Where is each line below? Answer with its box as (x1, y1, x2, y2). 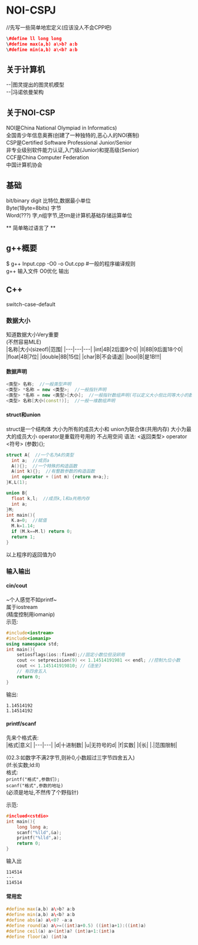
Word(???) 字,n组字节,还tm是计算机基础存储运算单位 (6, 212, 133, 219)
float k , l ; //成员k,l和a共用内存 (11, 496, 90, 501)
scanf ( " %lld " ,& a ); (16, 829, 62, 836)
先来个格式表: (6, 734, 39, 741)
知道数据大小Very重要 (6, 331, 59, 338)
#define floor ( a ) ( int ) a (6, 934, 67, 940)
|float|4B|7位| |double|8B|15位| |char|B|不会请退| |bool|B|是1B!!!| (6, 353, 161, 360)
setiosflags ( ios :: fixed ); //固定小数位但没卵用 (16, 652, 125, 658)
